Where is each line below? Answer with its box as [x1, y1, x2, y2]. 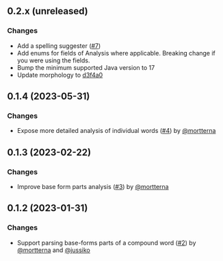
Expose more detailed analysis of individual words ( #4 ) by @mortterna [16, 127, 216, 135]
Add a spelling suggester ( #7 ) [16, 41, 101, 50]
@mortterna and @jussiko [16, 246, 90, 254]
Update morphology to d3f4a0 [16, 71, 103, 79]
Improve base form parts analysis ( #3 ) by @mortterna [16, 183, 169, 191]
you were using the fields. [16, 56, 90, 64]
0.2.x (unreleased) [7, 5, 88, 17]
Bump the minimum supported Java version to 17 [16, 63, 155, 71]
